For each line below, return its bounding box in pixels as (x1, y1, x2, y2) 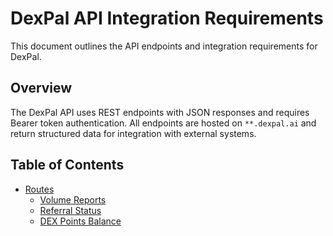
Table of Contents (10, 157, 125, 174)
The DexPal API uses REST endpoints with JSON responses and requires (10, 106, 310, 118)
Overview (10, 80, 73, 97)
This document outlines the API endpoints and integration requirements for (10, 40, 318, 52)
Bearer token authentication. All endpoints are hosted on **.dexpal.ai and (10, 117, 317, 129)
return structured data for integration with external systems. (10, 127, 257, 139)
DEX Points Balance (39, 215, 122, 227)
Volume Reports (39, 193, 107, 206)
